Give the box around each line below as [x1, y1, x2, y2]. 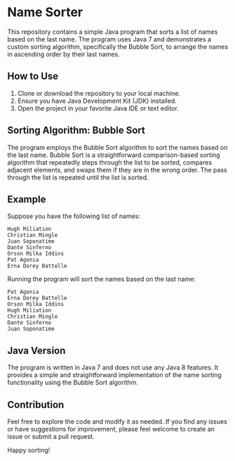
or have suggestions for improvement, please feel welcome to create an [7, 425, 215, 433]
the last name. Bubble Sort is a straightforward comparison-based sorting [7, 151, 220, 159]
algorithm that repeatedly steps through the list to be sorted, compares [7, 158, 213, 166]
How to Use [7, 70, 59, 82]
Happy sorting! [7, 446, 51, 454]
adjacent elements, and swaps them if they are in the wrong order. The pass [7, 165, 227, 174]
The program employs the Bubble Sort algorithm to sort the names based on [7, 143, 228, 151]
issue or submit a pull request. [7, 432, 95, 441]
